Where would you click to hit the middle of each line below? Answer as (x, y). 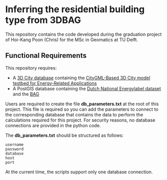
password (15, 149)
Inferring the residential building (75, 9)
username (15, 144)
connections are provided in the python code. (53, 125)
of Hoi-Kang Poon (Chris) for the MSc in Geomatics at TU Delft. (72, 40)
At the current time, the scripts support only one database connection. (79, 172)
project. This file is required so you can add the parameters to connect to (82, 109)
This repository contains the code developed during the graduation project (83, 34)
